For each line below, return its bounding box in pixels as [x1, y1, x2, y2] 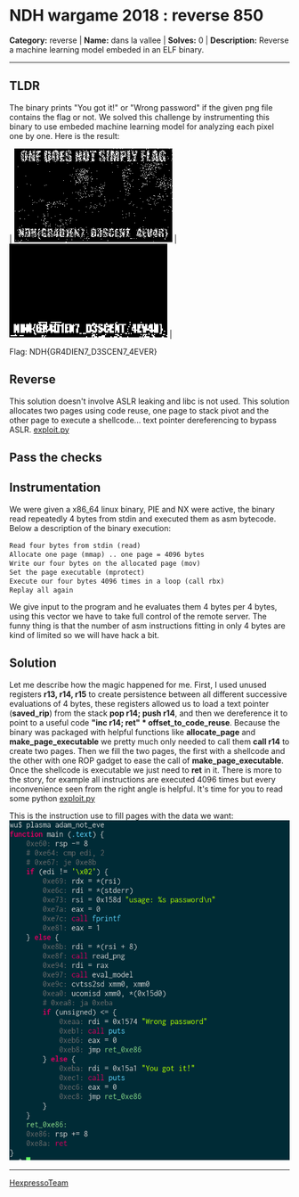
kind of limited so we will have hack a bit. [9, 629, 160, 640]
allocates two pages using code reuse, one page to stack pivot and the [9, 405, 270, 415]
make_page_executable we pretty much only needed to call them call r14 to [9, 736, 290, 747]
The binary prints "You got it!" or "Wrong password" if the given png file [9, 102, 273, 112]
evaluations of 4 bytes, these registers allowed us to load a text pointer [9, 698, 270, 709]
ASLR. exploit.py [9, 424, 69, 435]
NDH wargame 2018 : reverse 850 [9, 5, 264, 26]
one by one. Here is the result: [9, 130, 120, 141]
